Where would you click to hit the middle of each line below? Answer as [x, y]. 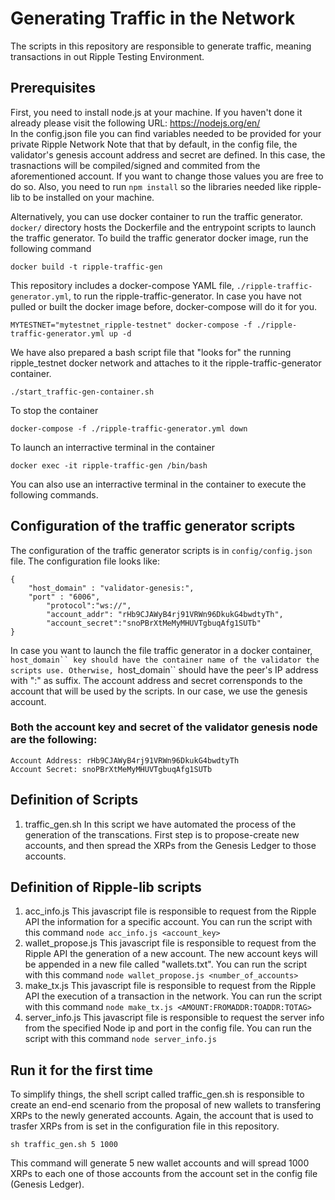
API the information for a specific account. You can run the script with [168, 922]
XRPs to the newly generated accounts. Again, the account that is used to [162, 1116]
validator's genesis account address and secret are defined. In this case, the [168, 154]
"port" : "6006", [64, 597]
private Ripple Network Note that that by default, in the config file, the [154, 144]
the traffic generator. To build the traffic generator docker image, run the [159, 238]
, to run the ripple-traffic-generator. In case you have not [185, 296]
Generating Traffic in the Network [153, 18]
